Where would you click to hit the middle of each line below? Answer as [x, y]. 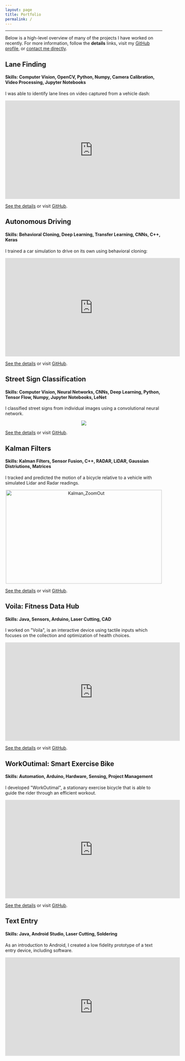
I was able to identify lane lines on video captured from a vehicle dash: [78, 93]
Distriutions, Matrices [28, 466]
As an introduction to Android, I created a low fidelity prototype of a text [79, 945]
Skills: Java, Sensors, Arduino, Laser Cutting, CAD [58, 619]
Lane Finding [26, 64]
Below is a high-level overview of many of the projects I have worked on [79, 38]
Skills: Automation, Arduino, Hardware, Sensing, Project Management [79, 776]
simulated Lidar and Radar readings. [42, 482]
